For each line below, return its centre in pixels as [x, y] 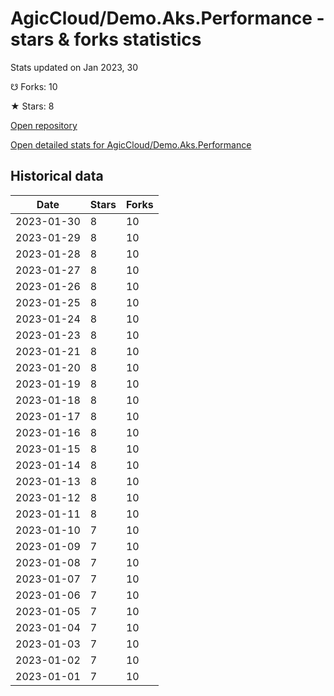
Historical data [57, 176]
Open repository [44, 125]
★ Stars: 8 [32, 106]
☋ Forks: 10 [34, 86]
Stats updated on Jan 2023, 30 [74, 67]
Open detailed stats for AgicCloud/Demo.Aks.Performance [131, 144]
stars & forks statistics [106, 39]
